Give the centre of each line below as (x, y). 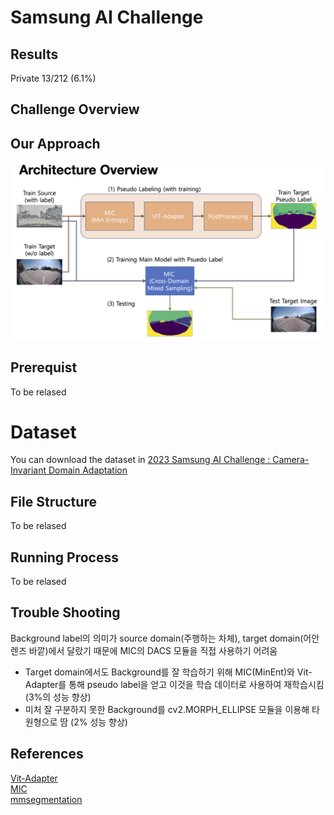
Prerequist (44, 367)
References (47, 754)
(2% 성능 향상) (99, 722)
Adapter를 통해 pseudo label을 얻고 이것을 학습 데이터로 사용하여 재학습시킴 (174, 684)
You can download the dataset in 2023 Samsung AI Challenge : (140, 460)
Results (34, 54)
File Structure (53, 501)
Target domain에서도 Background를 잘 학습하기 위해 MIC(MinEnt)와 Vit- (168, 672)
